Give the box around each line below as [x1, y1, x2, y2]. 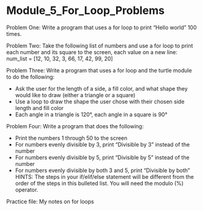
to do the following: [6, 73, 55, 80]
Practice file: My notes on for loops [6, 198, 94, 205]
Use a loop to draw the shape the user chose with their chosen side [15, 98, 185, 105]
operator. [15, 186, 38, 193]
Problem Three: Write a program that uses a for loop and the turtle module [6, 66, 193, 74]
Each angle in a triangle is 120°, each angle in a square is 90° [15, 111, 168, 118]
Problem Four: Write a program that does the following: [6, 122, 144, 130]
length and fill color [15, 104, 64, 111]
